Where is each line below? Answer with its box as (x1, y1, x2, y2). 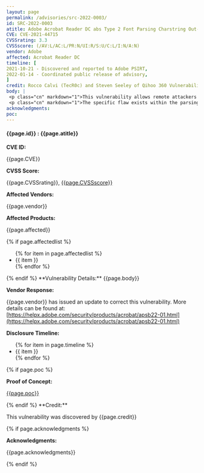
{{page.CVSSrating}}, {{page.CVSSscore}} (6, 179, 113, 186)
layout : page (6, 9, 39, 15)
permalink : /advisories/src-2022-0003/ (6, 15, 107, 21)
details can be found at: (6, 304, 66, 311)
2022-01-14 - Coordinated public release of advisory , (6, 71, 148, 77)
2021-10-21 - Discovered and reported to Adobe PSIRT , (6, 65, 148, 72)
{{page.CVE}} (6, 155, 41, 162)
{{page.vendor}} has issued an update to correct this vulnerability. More (6, 298, 187, 305)
